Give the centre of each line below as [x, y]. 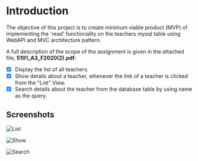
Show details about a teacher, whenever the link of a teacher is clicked [101, 76]
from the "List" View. [40, 83]
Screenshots [30, 114]
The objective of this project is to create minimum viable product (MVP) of [97, 27]
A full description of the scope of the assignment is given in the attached [95, 51]
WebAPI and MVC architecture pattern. [54, 40]
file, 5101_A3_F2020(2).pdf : [41, 58]
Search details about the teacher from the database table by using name [103, 89]
